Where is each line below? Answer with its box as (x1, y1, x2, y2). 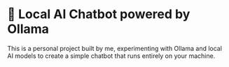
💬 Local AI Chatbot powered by (7, 6, 190, 22)
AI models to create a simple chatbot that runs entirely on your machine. (7, 52, 216, 60)
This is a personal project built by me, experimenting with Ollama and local (7, 44, 223, 52)
